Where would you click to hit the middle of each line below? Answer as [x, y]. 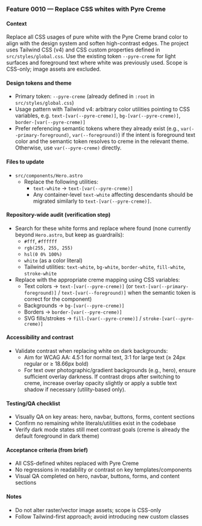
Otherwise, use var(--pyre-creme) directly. [68, 148]
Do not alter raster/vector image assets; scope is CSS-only [88, 510]
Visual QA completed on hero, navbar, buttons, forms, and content [97, 476]
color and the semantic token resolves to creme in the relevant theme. [102, 142]
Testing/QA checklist [33, 403]
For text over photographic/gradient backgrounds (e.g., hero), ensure [110, 370]
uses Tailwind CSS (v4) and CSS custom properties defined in [83, 50]
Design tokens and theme [39, 83]
